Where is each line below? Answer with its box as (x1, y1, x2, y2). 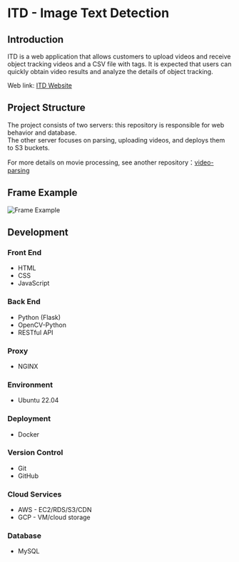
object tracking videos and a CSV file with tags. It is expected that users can (7, 60, 232, 68)
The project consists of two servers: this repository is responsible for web (7, 120, 225, 129)
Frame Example (7, 187, 78, 199)
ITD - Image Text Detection (7, 5, 170, 21)
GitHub (17, 472, 39, 480)
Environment (7, 380, 54, 390)
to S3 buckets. (7, 143, 50, 152)
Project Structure (7, 102, 86, 114)
